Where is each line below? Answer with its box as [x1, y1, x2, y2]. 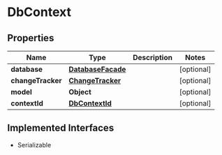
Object [68, 87, 92, 96]
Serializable [17, 140, 52, 149]
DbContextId [68, 98, 112, 108]
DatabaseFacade [68, 64, 126, 74]
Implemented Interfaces [7, 122, 114, 134]
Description [132, 53, 173, 62]
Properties [7, 32, 54, 44]
